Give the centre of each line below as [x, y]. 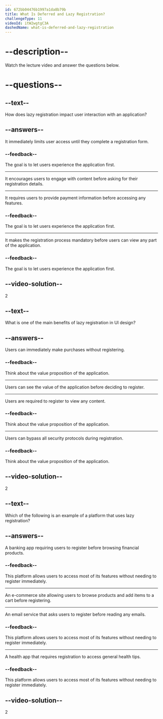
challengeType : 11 [24, 18]
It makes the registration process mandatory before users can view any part [81, 240]
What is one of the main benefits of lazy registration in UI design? [70, 323]
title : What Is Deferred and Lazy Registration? [55, 14]
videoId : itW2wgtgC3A [27, 23]
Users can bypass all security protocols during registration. [64, 438]
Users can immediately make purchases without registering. [65, 350]
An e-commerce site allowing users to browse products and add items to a [80, 595]
